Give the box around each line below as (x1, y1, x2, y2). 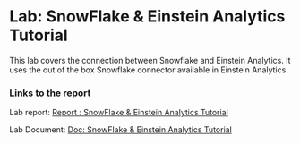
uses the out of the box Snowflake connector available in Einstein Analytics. (9, 64, 288, 75)
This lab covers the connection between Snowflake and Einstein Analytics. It (9, 55, 291, 65)
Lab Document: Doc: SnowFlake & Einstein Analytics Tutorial (9, 124, 233, 135)
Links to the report (9, 87, 91, 99)
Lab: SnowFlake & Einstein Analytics (9, 6, 286, 27)
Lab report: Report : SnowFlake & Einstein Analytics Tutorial (9, 107, 228, 118)
